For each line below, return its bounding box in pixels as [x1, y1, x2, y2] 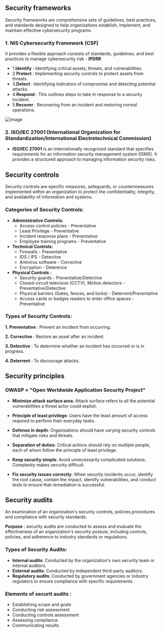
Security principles [5, 372, 65, 380]
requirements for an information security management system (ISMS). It [12, 151, 158, 157]
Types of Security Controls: [5, 313, 72, 320]
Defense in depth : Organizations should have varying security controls [12, 427, 156, 433]
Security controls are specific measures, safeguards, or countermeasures [5, 184, 154, 190]
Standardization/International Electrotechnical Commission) [5, 135, 152, 142]
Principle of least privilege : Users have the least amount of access [12, 413, 148, 418]
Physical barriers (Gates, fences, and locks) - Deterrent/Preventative [19, 290, 158, 296]
